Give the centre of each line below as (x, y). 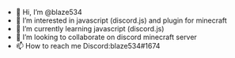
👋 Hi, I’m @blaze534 (49, 12)
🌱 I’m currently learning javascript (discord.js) (90, 29)
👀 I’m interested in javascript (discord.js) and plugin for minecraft (121, 20)
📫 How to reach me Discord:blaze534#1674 (88, 46)
